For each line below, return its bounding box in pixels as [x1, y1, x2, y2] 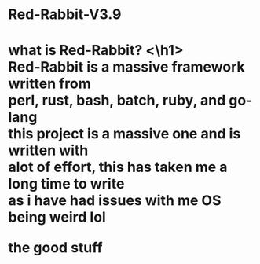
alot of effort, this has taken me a [8, 159, 228, 176]
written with [8, 141, 89, 159]
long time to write [8, 175, 125, 193]
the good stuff [8, 239, 103, 257]
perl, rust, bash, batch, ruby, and [8, 92, 226, 109]
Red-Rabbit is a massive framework [8, 58, 245, 76]
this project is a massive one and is [8, 125, 241, 143]
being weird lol [8, 208, 106, 226]
